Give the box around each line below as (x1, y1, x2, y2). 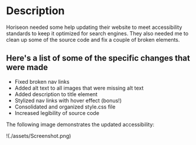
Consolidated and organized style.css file (14, 103, 116, 110)
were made (6, 62, 48, 72)
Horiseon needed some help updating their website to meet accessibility (6, 24, 182, 31)
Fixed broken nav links (14, 78, 70, 85)
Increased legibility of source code (14, 109, 99, 116)
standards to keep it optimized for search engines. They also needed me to (6, 29, 189, 37)
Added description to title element (14, 90, 98, 98)
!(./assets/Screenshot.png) (6, 132, 71, 139)
